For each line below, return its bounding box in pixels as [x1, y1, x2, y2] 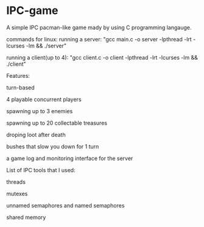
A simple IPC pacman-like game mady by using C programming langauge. [6, 24, 192, 31]
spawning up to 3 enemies [6, 107, 73, 114]
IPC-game [6, 4, 58, 18]
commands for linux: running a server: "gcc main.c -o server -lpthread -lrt [6, 35, 192, 43]
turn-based [6, 83, 35, 91]
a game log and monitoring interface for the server [6, 155, 133, 162]
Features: [6, 72, 30, 79]
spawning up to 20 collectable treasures [6, 119, 108, 127]
